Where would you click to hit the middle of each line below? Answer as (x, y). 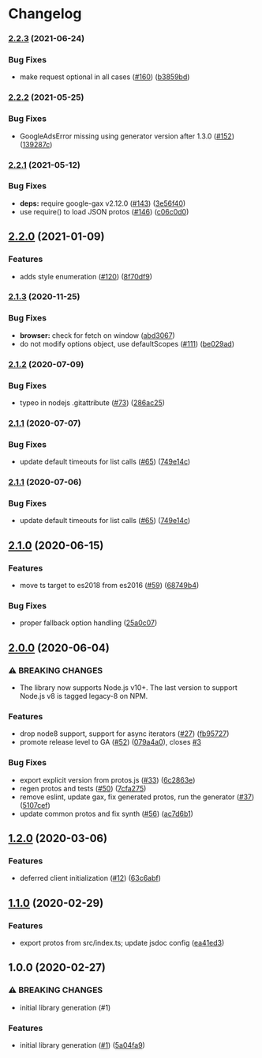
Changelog (45, 14)
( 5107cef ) (35, 805)
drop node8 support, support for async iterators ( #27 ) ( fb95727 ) (124, 734)
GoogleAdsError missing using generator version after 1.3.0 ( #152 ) (127, 136)
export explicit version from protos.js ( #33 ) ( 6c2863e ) (107, 779)
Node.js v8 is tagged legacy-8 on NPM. (84, 696)
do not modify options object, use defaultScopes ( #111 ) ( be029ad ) (127, 343)
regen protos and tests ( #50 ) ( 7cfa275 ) (83, 788)
